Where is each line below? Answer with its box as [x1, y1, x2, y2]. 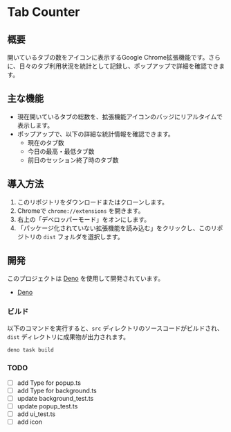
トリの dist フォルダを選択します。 [23, 232, 124, 241]
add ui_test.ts [17, 410, 56, 418]
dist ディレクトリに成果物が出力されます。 [7, 332, 130, 340]
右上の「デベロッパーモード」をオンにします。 [17, 215, 151, 223]
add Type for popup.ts [17, 379, 82, 387]
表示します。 [17, 121, 54, 129]
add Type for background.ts [17, 386, 97, 395]
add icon [17, 417, 43, 426]
